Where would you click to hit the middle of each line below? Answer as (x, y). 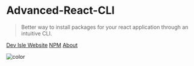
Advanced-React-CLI (61, 10)
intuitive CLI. (36, 33)
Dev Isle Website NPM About (42, 45)
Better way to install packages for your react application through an (105, 27)
